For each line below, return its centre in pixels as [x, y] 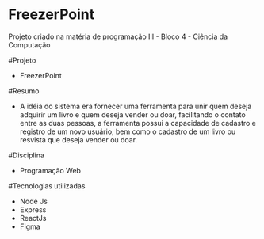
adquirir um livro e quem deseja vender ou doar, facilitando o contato [132, 114]
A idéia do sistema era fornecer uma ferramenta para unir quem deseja [136, 106]
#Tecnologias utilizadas [47, 186]
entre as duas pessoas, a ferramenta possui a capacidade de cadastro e [138, 123]
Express [33, 209]
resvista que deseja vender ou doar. [78, 139]
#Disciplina [27, 155]
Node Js [33, 201]
